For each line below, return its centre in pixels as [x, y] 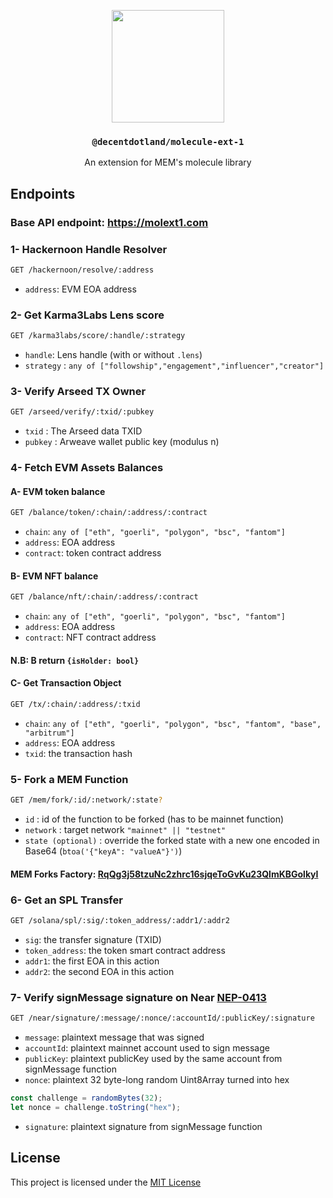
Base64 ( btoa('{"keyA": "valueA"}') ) [103, 851]
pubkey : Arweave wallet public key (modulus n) [122, 442]
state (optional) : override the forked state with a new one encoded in [172, 841]
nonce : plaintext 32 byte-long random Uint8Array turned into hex [157, 1079]
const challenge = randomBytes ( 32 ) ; [86, 1098]
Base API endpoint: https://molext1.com [109, 222]
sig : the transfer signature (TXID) [93, 939]
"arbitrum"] [49, 733]
